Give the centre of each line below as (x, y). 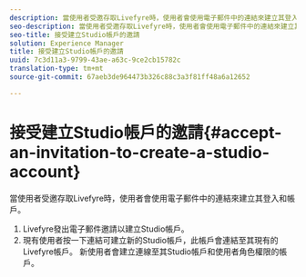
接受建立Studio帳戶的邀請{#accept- (146, 132)
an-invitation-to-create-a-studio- (140, 152)
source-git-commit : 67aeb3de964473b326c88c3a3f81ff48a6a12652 (130, 77)
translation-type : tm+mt (56, 69)
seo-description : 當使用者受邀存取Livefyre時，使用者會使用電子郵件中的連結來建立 (152, 26)
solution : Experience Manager (67, 43)
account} (45, 171)
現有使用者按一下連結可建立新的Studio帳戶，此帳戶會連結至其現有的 (150, 240)
